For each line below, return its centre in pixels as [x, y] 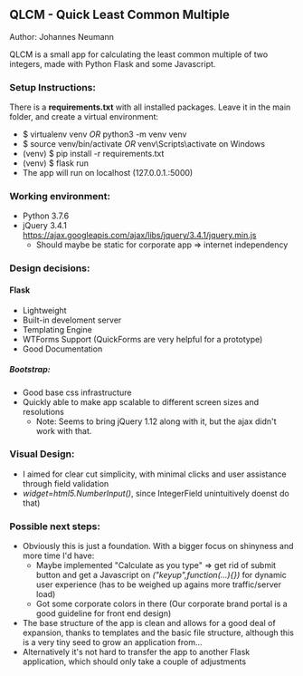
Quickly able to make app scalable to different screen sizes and [141, 401]
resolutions [43, 411]
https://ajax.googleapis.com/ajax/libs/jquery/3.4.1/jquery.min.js [139, 236]
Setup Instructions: [53, 87]
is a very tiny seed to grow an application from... [112, 642]
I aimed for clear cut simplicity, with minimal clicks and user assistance [154, 474]
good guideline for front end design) [104, 613]
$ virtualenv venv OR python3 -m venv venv [104, 134]
